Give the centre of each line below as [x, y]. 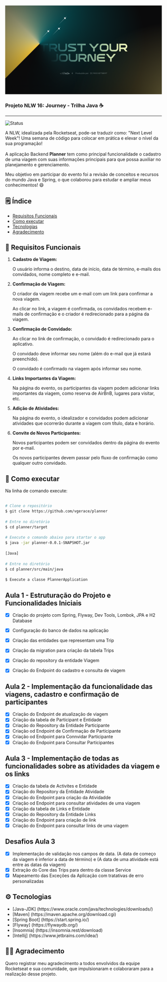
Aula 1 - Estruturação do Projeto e [58, 595]
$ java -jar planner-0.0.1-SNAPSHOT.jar [48, 543]
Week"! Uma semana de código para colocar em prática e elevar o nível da [82, 138]
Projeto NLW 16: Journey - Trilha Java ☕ [54, 105]
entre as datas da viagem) [39, 865]
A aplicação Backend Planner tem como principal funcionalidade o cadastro [83, 154]
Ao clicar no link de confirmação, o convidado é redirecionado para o [83, 339]
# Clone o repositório [29, 506]
